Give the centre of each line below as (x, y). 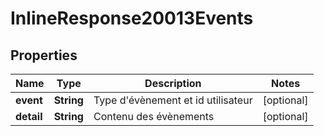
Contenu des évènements (154, 116)
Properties (44, 55)
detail (29, 116)
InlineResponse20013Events (132, 18)
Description (173, 83)
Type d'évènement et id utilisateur (173, 100)
